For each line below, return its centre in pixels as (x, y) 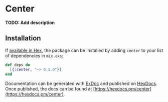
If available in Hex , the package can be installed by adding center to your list (84, 50)
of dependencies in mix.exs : (34, 55)
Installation (23, 38)
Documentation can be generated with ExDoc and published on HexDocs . (81, 83)
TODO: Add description (30, 22)
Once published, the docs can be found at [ (50, 89)
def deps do (18, 65)
